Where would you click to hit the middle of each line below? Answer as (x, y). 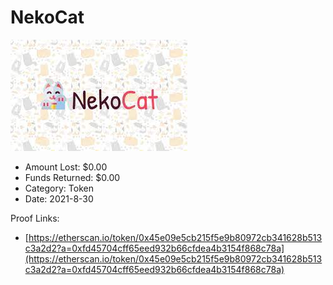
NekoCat (47, 17)
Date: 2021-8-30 (59, 198)
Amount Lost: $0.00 (66, 167)
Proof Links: (35, 218)
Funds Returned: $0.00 (72, 177)
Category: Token (59, 188)
